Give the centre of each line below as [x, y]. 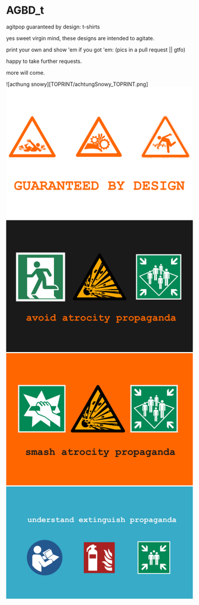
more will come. [26, 72]
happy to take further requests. [44, 61]
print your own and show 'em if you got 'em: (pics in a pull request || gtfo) [96, 49]
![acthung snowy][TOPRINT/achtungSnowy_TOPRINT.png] [77, 84]
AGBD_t [25, 10]
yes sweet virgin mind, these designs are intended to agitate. [81, 38]
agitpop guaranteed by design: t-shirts [53, 27]
